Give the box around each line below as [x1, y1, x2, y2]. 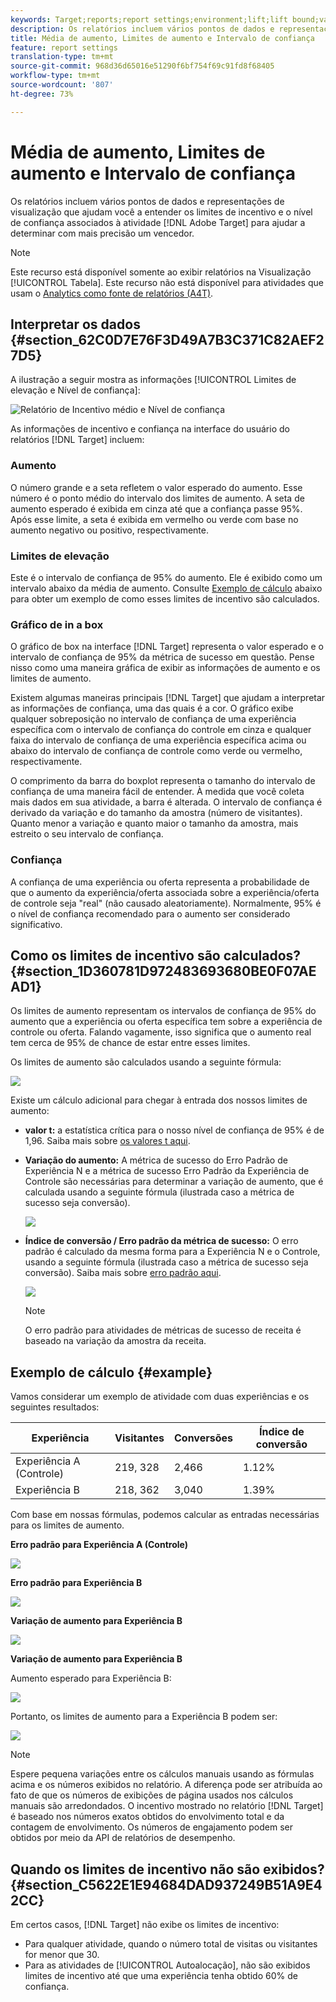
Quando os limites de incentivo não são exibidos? [10, 1861, 325, 1878]
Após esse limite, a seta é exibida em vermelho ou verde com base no [10, 513, 299, 525]
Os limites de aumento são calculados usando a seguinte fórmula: [10, 1056, 282, 1068]
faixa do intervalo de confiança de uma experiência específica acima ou [10, 734, 307, 746]
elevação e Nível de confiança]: [10, 384, 141, 396]
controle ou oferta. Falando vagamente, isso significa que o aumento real [10, 1026, 312, 1038]
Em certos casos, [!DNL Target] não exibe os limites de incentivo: [10, 1919, 280, 1930]
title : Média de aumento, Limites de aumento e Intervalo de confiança [10, 33, 315, 43]
